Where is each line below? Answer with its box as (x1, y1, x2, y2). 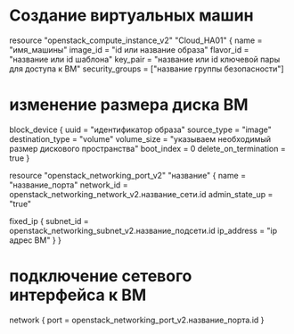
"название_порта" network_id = (9, 180, 128, 190)
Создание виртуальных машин (9, 5, 254, 26)
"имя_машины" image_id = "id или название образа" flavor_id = (9, 44, 249, 54)
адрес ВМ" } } (9, 234, 62, 246)
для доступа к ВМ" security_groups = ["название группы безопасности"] (9, 63, 284, 74)
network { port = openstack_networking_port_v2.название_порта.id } (9, 314, 265, 325)
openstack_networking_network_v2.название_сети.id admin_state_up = (9, 188, 274, 199)
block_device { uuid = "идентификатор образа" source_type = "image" (9, 124, 272, 135)
